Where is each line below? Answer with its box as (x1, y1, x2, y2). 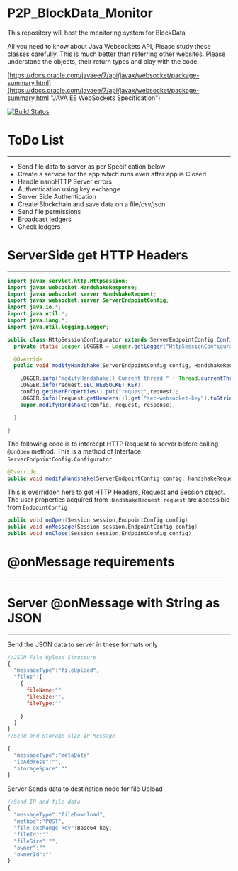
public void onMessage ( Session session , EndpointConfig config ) (7, 523, 198, 531)
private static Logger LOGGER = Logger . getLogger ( (13, 342, 166, 350)
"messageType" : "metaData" (13, 752, 91, 759)
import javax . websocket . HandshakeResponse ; (7, 283, 138, 291)
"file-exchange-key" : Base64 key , (13, 824, 113, 832)
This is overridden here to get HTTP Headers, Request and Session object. (7, 488, 225, 497)
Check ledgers (17, 222, 61, 231)
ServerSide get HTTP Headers (7, 247, 188, 264)
